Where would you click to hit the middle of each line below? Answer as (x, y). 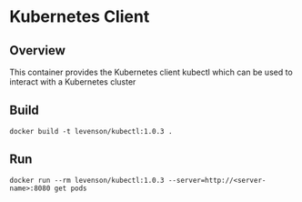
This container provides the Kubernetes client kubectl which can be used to (151, 72)
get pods (71, 188)
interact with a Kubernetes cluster (73, 82)
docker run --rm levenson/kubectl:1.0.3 (87, 180)
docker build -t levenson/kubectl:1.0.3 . (91, 131)
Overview (38, 50)
